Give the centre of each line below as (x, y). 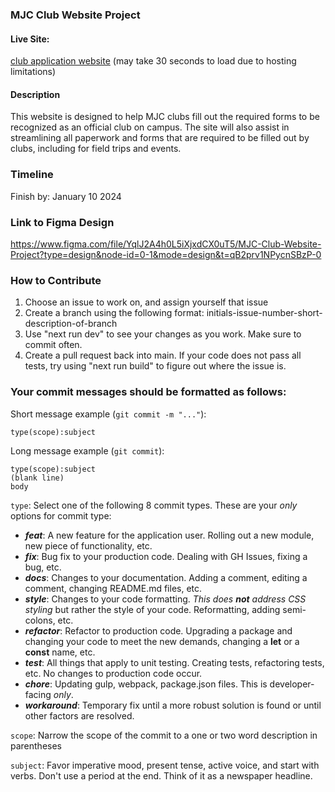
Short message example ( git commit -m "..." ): (108, 414)
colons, (40, 620)
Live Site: (30, 39)
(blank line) (37, 478)
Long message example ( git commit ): (87, 450)
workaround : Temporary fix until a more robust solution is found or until (173, 705)
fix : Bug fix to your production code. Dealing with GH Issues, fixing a (166, 556)
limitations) (33, 72)
